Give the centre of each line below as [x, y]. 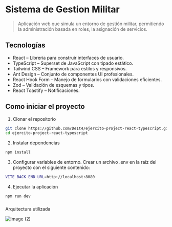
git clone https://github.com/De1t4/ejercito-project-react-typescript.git [88, 128]
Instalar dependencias [36, 143]
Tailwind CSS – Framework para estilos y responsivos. [70, 68]
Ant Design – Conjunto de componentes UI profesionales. [73, 74]
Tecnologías [25, 45]
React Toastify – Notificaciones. [46, 90]
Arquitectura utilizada [28, 209]
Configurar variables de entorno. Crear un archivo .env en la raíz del [84, 162]
